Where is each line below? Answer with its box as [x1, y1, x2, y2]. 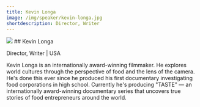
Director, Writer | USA [6, 50, 61, 57]
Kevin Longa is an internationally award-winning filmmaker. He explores [6, 62, 187, 69]
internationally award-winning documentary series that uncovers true [6, 87, 181, 95]
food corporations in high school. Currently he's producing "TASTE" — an [6, 81, 192, 89]
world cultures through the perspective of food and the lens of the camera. [6, 68, 195, 75]
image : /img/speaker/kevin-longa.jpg [6, 15, 103, 21]
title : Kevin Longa [6, 9, 56, 15]
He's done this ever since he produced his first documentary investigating [6, 75, 193, 82]
